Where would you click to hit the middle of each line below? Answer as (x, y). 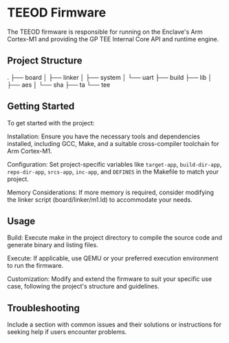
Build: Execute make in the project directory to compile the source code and (115, 238)
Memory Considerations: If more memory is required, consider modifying (111, 192)
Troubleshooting (44, 308)
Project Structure (45, 61)
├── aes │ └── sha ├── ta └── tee (59, 85)
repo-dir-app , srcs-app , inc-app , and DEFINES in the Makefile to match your (113, 171)
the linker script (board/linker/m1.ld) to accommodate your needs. (100, 199)
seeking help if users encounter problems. (67, 332)
